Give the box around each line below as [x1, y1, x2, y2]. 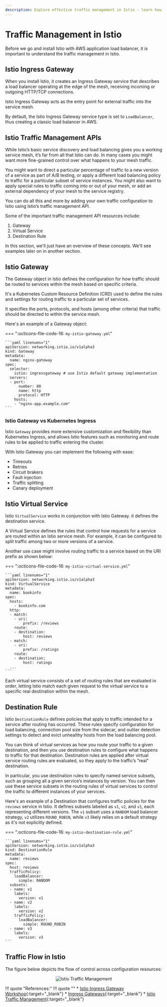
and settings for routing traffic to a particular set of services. [5, 296, 130, 302]
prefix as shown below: [5, 553, 53, 559]
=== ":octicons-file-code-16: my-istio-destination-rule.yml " [5, 829, 133, 835]
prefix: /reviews [23, 621, 59, 626]
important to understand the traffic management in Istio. [5, 50, 121, 56]
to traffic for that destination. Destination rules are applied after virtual [5, 752, 149, 758]
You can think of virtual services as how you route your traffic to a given [5, 741, 153, 747]
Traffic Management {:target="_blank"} [5, 996, 84, 1002]
